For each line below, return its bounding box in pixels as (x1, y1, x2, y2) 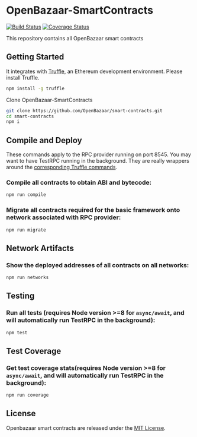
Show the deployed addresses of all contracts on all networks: (6, 261, 189, 269)
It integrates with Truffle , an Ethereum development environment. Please (6, 68, 183, 75)
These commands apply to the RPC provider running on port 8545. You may (6, 151, 191, 158)
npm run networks (6, 274, 49, 281)
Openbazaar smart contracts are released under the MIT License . (6, 424, 166, 431)
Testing (6, 291, 35, 301)
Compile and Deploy (6, 135, 82, 145)
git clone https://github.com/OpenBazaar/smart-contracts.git (6, 107, 163, 113)
